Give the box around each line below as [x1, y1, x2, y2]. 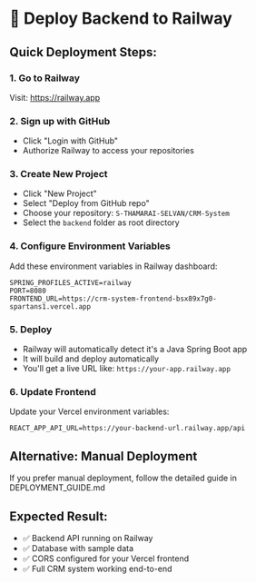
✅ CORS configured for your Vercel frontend [22, 553, 190, 564]
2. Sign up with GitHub [9, 114, 111, 127]
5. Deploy [9, 322, 53, 335]
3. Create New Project [9, 168, 108, 181]
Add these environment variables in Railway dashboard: [9, 261, 218, 272]
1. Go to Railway [9, 72, 80, 84]
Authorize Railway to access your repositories [22, 145, 195, 156]
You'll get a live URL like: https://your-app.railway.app [22, 363, 231, 374]
